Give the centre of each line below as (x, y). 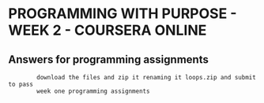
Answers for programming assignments (109, 59)
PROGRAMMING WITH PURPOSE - (123, 14)
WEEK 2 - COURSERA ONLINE (107, 30)
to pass (21, 84)
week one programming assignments (93, 91)
